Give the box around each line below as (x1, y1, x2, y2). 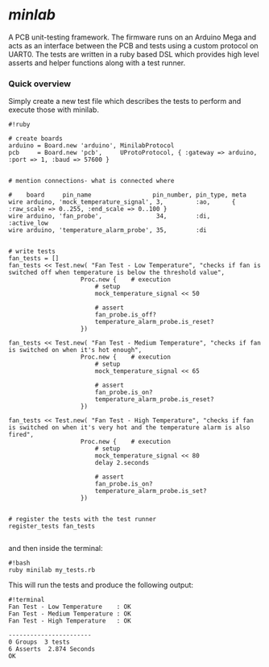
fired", (8, 431, 35, 439)
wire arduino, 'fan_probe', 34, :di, (8, 212, 211, 221)
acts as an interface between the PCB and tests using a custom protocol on (8, 40, 259, 50)
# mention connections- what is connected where (8, 177, 175, 185)
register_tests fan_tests (8, 522, 95, 531)
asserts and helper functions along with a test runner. (8, 58, 186, 68)
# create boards (8, 135, 63, 143)
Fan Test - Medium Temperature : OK (8, 610, 131, 618)
